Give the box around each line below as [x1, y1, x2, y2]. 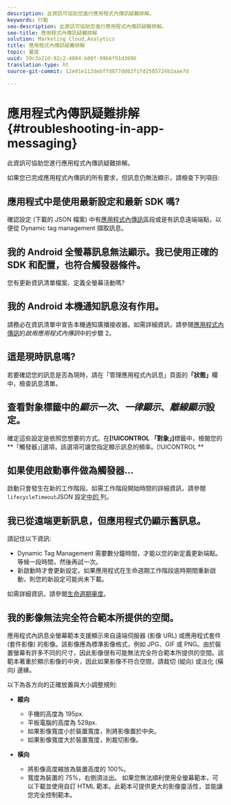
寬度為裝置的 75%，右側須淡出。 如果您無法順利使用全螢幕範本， [27, 773, 213, 782]
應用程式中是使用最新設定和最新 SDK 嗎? [7, 196, 180, 207]
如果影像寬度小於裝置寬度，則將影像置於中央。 [27, 726, 160, 735]
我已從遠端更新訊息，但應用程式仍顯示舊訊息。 [7, 515, 206, 527]
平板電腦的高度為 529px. [27, 718, 98, 726]
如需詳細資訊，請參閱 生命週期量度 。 [7, 590, 110, 598]
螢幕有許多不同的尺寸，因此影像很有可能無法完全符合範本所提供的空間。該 [12, 649, 224, 657]
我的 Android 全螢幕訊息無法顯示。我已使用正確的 [7, 246, 219, 258]
